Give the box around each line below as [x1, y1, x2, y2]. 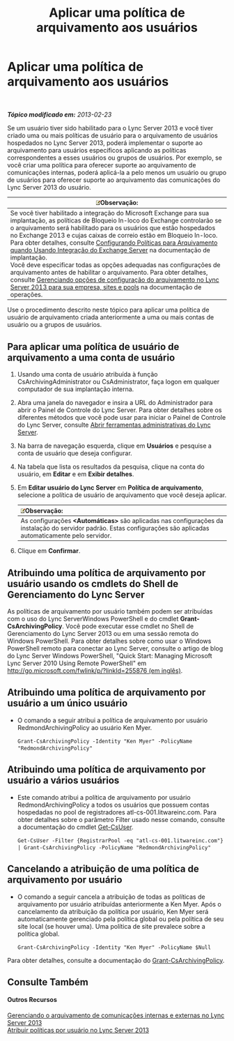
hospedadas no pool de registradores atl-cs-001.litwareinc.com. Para [17, 807, 217, 816]
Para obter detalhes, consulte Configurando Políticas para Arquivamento [10, 238, 218, 247]
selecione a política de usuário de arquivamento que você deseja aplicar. [17, 491, 227, 499]
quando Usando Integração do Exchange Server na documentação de [10, 245, 210, 254]
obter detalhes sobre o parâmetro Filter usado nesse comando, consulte [17, 815, 225, 823]
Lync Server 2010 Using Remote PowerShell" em [7, 659, 147, 667]
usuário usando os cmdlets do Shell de [7, 577, 179, 590]
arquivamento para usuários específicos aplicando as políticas [7, 146, 187, 154]
